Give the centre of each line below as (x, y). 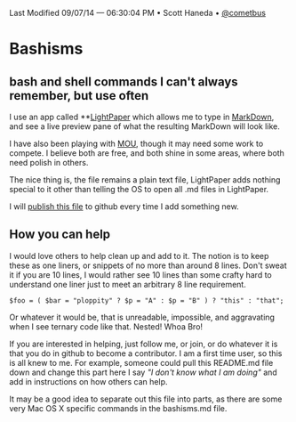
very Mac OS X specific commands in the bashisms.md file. (118, 408)
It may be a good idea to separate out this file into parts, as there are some (146, 399)
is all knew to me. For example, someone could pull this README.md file (141, 362)
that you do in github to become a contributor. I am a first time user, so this (146, 353)
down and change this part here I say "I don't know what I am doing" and (143, 372)
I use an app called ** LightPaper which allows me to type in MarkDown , (142, 117)
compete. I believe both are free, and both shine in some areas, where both (147, 153)
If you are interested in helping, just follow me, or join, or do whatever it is (144, 344)
